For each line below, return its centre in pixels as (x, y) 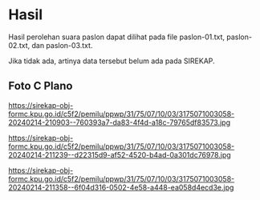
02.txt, (19, 45)
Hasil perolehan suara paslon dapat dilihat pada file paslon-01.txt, (117, 37)
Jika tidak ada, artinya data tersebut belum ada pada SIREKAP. (112, 61)
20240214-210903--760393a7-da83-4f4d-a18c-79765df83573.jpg (120, 122)
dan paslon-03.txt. (62, 45)
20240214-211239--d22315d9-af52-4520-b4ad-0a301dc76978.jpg (120, 154)
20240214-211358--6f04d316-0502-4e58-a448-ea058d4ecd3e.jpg (121, 187)
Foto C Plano (41, 86)
